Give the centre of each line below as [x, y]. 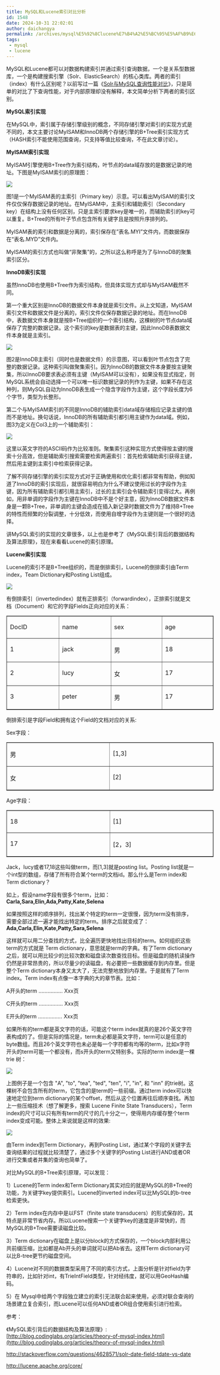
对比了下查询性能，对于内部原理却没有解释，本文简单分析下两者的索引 [103, 91]
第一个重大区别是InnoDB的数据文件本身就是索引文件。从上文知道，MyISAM [99, 305]
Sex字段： [19, 733]
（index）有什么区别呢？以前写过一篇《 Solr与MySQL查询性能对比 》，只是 [97, 83]
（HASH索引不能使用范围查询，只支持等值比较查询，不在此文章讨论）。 [94, 139]
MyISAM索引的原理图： [61, 172]
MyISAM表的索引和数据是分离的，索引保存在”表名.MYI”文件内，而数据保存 [98, 231]
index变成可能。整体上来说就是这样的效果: [58, 1120]
